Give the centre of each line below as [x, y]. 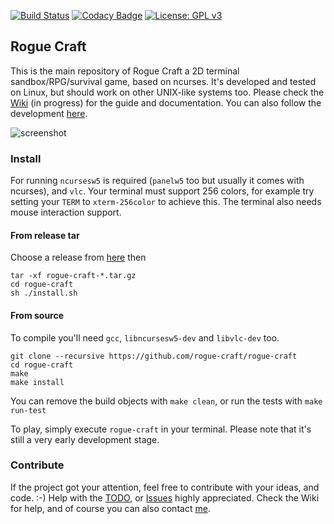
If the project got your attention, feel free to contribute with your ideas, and [165, 487]
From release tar [45, 235]
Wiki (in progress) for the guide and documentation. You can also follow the [166, 102]
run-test [28, 410]
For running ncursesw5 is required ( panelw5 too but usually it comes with [157, 181]
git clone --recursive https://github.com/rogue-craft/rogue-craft [154, 356]
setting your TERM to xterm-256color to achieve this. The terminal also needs [166, 202]
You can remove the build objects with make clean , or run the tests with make [166, 401]
